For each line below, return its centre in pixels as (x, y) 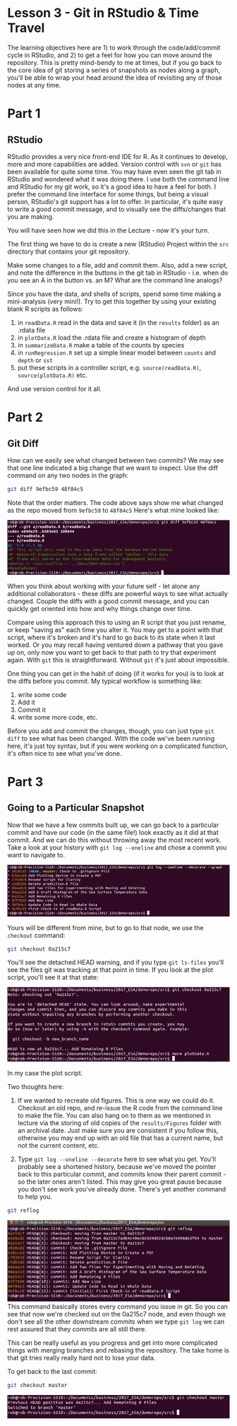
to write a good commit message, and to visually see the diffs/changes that (117, 209)
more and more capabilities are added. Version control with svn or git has (115, 164)
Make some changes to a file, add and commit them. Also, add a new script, (117, 265)
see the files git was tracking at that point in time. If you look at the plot (110, 970)
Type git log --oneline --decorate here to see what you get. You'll (117, 1159)
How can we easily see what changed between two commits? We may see (116, 460)
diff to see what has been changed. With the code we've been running (111, 738)
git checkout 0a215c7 (39, 949)
